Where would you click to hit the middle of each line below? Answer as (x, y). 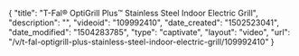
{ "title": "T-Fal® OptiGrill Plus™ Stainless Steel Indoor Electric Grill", (133, 13)
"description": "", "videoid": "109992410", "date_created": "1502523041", (144, 23)
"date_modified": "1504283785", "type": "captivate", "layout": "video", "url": (149, 32)
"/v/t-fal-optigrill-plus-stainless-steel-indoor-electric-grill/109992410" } (141, 42)
